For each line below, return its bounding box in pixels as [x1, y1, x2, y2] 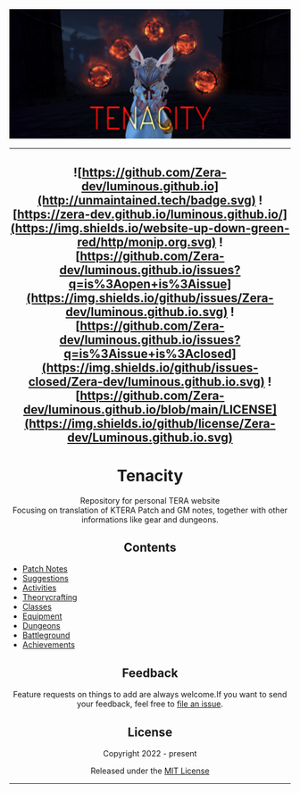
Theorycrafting [21, 592, 78, 603]
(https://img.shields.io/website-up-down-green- [10, 221, 290, 236]
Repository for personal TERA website [79, 495, 221, 505]
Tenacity [116, 465, 184, 486]
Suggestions [21, 573, 69, 584]
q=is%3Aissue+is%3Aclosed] [63, 346, 237, 361]
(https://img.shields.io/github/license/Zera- [24, 415, 276, 431]
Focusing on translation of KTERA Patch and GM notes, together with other [12, 505, 288, 515]
